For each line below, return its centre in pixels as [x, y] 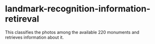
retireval [22, 19]
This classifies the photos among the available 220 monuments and [72, 32]
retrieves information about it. [35, 37]
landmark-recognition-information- [78, 9]
